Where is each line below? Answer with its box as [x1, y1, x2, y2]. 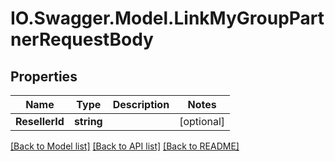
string [73, 115, 103, 128]
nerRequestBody [10, 28, 154, 51]
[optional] [179, 115, 226, 128]
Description [112, 98, 170, 111]
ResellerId [15, 115, 65, 128]
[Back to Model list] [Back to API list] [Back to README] [10, 140, 240, 152]
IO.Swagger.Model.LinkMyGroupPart [10, 7, 325, 30]
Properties [10, 68, 78, 85]
